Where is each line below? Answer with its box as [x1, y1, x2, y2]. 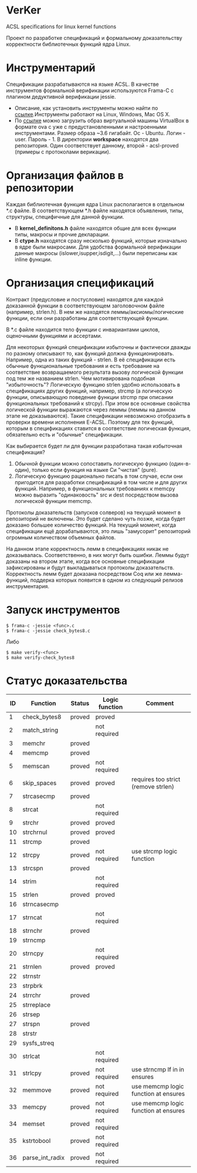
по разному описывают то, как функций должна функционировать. [6, 350, 174, 357]
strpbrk [22, 981, 43, 990]
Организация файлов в [6, 169, 124, 182]
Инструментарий [6, 61, 96, 75]
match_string [22, 726, 59, 734]
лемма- [163, 570, 183, 577]
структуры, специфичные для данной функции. [6, 213, 124, 220]
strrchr [22, 991, 42, 999]
